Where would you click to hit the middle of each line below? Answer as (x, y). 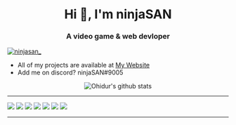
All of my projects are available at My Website (84, 65)
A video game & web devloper (118, 37)
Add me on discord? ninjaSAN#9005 (70, 72)
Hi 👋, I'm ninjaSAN (118, 14)
